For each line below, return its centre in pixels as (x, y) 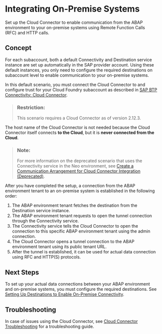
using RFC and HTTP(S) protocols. (46, 257)
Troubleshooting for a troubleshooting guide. (50, 326)
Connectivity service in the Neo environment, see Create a (75, 166)
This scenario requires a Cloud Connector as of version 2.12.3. (79, 118)
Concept (18, 48)
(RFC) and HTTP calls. (27, 33)
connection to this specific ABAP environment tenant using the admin (81, 231)
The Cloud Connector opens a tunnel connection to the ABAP (73, 242)
